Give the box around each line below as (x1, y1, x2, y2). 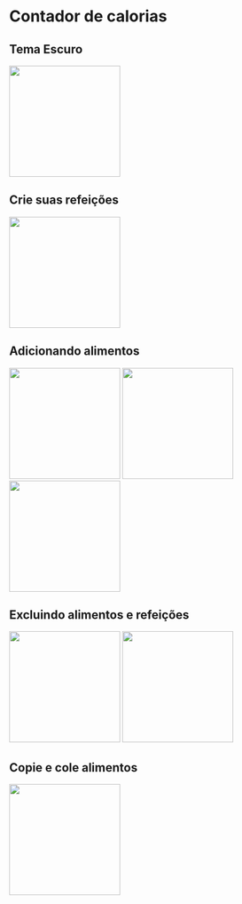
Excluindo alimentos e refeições (9, 607, 190, 623)
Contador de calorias (9, 6, 168, 27)
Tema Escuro (9, 42, 83, 57)
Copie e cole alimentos (9, 760, 138, 775)
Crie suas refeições (9, 193, 120, 208)
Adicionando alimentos (9, 344, 140, 359)
